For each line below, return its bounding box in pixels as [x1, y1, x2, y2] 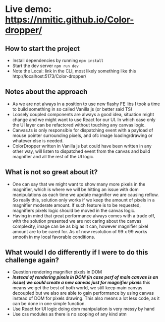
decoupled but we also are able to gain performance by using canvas [12, 290, 154, 296]
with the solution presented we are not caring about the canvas [12, 218, 142, 224]
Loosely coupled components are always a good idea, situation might [12, 111, 155, 117]
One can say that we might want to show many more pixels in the [12, 181, 146, 187]
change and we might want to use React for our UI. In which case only [12, 117, 156, 123]
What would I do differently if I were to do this [5, 248, 148, 257]
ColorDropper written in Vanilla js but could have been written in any [12, 143, 152, 149]
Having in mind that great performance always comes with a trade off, [12, 212, 155, 219]
